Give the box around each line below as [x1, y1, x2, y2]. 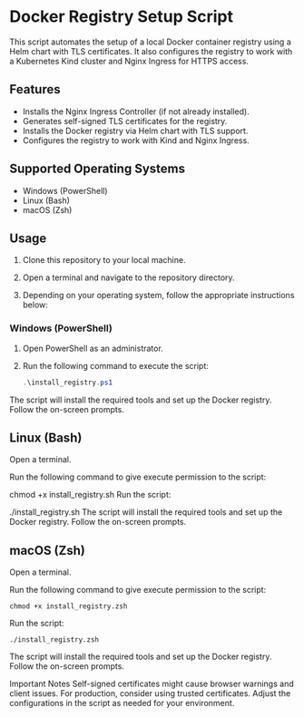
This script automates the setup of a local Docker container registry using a [9, 36, 292, 47]
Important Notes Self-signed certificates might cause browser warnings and [9, 678, 294, 690]
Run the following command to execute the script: [22, 360, 209, 371]
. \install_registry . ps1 [22, 378, 113, 387]
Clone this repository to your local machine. [22, 255, 186, 266]
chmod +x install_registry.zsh [9, 602, 128, 611]
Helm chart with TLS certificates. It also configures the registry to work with [9, 45, 293, 56]
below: [22, 299, 48, 310]
